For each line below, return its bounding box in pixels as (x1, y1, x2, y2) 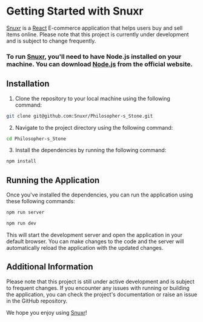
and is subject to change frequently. (6, 37, 96, 44)
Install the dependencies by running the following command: (15, 147, 167, 154)
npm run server (6, 209, 45, 216)
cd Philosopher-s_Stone (6, 135, 67, 142)
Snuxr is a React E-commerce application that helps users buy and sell (6, 24, 183, 32)
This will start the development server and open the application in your (6, 231, 183, 238)
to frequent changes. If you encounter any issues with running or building (6, 284, 190, 292)
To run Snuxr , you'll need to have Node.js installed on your (6, 52, 182, 61)
